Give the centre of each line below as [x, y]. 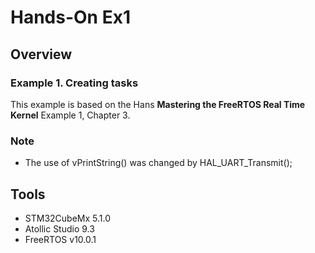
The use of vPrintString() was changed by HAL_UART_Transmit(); [158, 163]
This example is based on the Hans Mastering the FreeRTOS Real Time [158, 104]
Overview [41, 54]
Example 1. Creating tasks [74, 83]
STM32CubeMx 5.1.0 [68, 218]
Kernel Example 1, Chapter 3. [70, 115]
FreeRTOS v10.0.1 [60, 239]
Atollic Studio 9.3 [59, 228]
